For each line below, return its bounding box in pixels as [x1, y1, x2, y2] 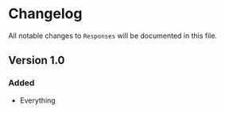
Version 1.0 [8, 54, 65, 67]
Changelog [8, 5, 83, 23]
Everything [19, 96, 56, 105]
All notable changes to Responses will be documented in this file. [8, 31, 217, 40]
